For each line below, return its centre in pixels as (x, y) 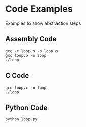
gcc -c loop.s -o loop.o (32, 51)
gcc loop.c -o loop (26, 88)
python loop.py (21, 119)
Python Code (26, 107)
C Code (17, 76)
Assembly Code (31, 39)
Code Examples (39, 9)
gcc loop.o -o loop (26, 55)
